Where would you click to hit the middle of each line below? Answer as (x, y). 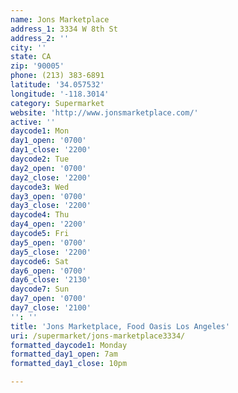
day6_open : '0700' (48, 271)
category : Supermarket (57, 103)
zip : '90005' (37, 66)
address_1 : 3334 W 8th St (64, 29)
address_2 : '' (40, 38)
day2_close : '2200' (51, 177)
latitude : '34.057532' (57, 85)
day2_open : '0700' (48, 168)
